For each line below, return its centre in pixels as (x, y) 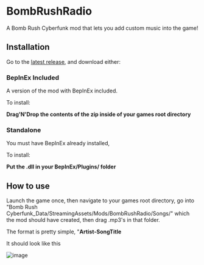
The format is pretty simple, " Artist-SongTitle (64, 232)
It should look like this (33, 244)
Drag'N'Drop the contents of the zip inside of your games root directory (99, 114)
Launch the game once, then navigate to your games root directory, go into (100, 201)
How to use (28, 186)
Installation (28, 47)
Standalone (24, 130)
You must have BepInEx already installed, (58, 143)
